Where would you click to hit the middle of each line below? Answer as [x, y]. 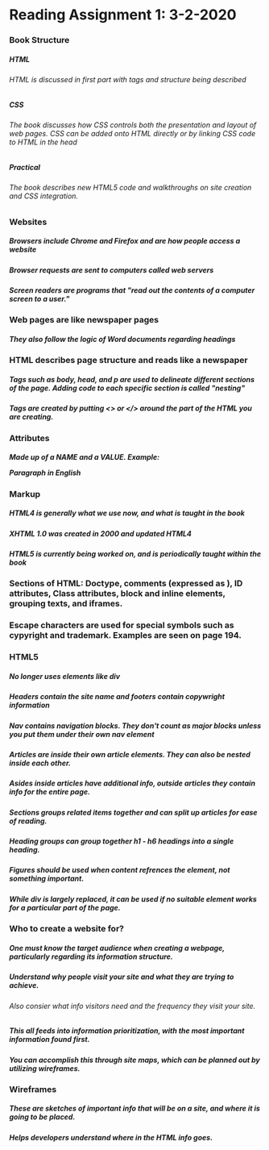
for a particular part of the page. [65, 907]
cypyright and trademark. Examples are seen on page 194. [126, 635]
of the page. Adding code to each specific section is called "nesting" [127, 388]
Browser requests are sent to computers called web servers [112, 270]
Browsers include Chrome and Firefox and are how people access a [125, 241]
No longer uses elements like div [65, 676]
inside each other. [40, 763]
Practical [25, 167]
